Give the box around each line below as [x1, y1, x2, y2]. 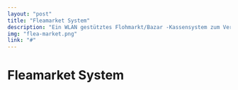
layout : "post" [7, 10, 52, 18]
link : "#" [7, 37, 37, 44]
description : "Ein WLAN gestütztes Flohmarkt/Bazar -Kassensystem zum [7, 23, 220, 30]
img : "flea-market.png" [7, 30, 78, 38]
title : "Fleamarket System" [7, 17, 91, 24]
